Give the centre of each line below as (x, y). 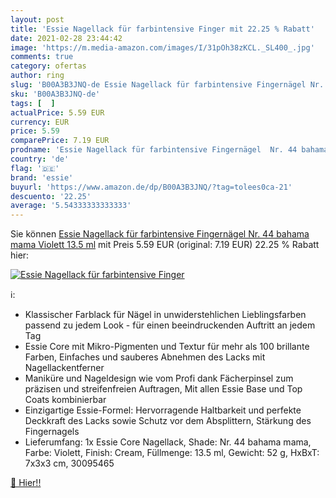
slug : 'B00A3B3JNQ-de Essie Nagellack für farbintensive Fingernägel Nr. (167, 85)
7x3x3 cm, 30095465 (69, 463)
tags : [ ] (33, 103)
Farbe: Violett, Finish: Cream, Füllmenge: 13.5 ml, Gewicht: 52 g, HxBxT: (172, 453)
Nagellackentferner (64, 368)
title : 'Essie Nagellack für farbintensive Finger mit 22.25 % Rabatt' (162, 29)
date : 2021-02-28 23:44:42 (66, 38)
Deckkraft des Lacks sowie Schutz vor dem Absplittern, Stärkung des (168, 421)
